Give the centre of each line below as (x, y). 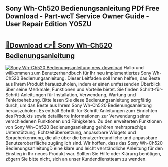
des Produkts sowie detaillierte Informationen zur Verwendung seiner (78, 116)
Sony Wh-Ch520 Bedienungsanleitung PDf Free (82, 8)
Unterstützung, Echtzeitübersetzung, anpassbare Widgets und (71, 132)
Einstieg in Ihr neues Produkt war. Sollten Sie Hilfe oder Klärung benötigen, (83, 154)
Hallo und (133, 68)
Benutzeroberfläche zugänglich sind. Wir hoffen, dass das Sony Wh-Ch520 (84, 143)
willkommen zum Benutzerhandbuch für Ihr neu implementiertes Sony (78, 73)
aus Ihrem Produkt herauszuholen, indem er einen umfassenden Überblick (83, 84)
